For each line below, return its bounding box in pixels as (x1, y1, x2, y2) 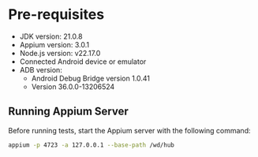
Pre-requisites (8, 6, 105, 24)
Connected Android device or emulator (19, 57, 147, 66)
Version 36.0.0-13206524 (31, 81, 115, 92)
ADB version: (19, 65, 63, 74)
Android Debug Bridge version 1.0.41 (31, 73, 151, 83)
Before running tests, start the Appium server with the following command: (8, 125, 251, 135)
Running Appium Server (8, 105, 129, 118)
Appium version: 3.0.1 (19, 39, 89, 49)
